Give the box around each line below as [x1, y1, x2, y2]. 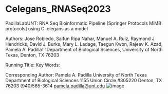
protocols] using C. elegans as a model [5, 25, 88, 31]
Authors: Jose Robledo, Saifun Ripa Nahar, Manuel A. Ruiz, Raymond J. [5, 35, 156, 42]
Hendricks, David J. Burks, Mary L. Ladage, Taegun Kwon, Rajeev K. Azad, [5, 41, 163, 47]
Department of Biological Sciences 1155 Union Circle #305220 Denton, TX [5, 77, 162, 83]
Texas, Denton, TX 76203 [5, 52, 60, 58]
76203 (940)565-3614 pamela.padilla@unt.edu [5, 83, 105, 89]
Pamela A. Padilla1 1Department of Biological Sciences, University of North [5, 46, 163, 52]
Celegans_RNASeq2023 [5, 3, 111, 15]
